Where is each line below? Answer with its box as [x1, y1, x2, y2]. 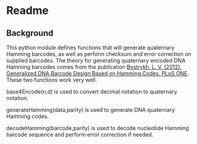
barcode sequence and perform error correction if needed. [6, 131, 153, 138]
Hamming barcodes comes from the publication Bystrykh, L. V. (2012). [6, 63, 182, 70]
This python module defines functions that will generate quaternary [6, 44, 175, 51]
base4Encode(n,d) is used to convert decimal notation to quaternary [6, 88, 178, 95]
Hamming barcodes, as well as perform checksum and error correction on [6, 50, 192, 58]
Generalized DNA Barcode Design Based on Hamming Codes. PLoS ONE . [6, 70, 189, 77]
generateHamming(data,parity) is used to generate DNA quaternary [6, 106, 175, 113]
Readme [6, 4, 49, 18]
